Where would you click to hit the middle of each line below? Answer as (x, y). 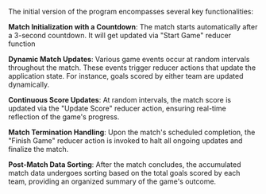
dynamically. (29, 84)
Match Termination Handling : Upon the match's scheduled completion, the (132, 132)
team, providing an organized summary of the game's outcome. (112, 181)
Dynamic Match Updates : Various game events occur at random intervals (129, 59)
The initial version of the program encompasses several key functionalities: (131, 12)
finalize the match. (39, 149)
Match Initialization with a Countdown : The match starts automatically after (133, 27)
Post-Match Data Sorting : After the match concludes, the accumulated (125, 165)
